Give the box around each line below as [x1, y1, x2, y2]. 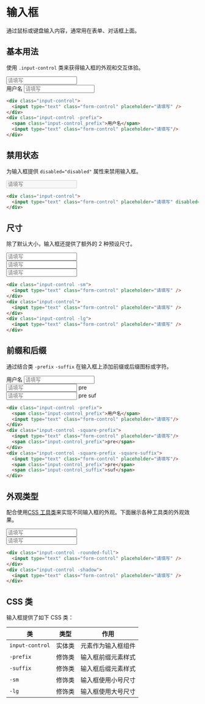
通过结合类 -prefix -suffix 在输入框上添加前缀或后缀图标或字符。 [6, 362, 173, 370]
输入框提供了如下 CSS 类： [6, 614, 74, 621]
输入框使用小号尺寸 [80, 676, 136, 684]
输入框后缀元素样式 [80, 664, 136, 673]
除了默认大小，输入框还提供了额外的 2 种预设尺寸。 [6, 240, 136, 248]
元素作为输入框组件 [80, 642, 136, 650]
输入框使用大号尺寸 [80, 688, 136, 696]
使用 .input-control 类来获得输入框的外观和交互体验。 [6, 63, 145, 71]
